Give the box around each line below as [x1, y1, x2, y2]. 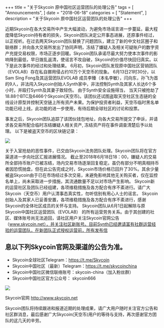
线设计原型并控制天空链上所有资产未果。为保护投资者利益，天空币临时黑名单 [5, 99, 159, 105]
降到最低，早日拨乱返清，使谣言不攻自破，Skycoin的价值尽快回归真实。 [9, 57, 154, 62]
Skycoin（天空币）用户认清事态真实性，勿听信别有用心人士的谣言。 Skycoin [5, 190, 158, 196]
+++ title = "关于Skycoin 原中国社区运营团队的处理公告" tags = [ [5, 4, 134, 10]
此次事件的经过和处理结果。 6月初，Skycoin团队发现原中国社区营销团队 [13, 63, 158, 69]
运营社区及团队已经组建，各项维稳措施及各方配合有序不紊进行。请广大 [9, 185, 150, 190]
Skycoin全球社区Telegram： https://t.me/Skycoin [12, 257, 110, 263]
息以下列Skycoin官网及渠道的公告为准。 [5, 243, 127, 251]
